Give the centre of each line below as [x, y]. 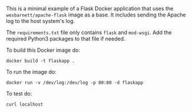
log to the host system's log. [41, 21]
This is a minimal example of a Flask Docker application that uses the [90, 9]
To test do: [19, 93]
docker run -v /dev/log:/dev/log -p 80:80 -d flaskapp [75, 83]
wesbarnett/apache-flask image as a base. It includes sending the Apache [96, 15]
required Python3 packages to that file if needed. [66, 39]
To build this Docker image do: [43, 50]
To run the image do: [32, 72]
